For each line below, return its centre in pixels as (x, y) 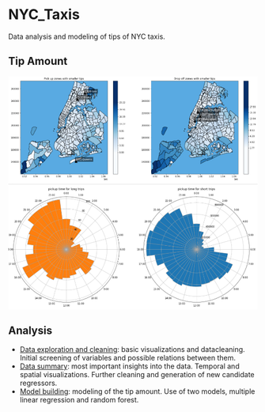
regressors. (38, 383)
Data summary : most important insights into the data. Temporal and (129, 366)
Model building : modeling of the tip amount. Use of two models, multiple (137, 391)
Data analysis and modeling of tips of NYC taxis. (87, 36)
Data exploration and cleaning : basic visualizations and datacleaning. (132, 350)
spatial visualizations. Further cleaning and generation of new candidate (137, 375)
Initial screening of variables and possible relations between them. (127, 358)
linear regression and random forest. (79, 400)
